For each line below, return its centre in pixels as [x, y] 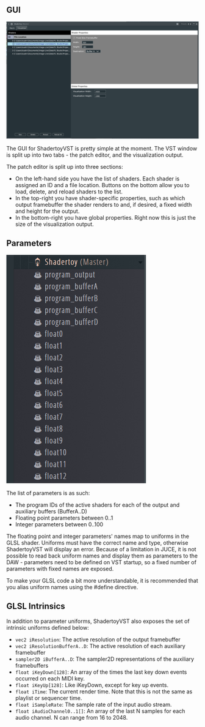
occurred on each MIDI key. [50, 678]
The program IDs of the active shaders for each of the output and [97, 505]
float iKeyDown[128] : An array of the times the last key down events [101, 672]
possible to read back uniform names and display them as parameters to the [102, 556]
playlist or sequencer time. [49, 698]
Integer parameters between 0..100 [59, 524]
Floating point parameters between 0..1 [64, 518]
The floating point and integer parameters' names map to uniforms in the [98, 536]
